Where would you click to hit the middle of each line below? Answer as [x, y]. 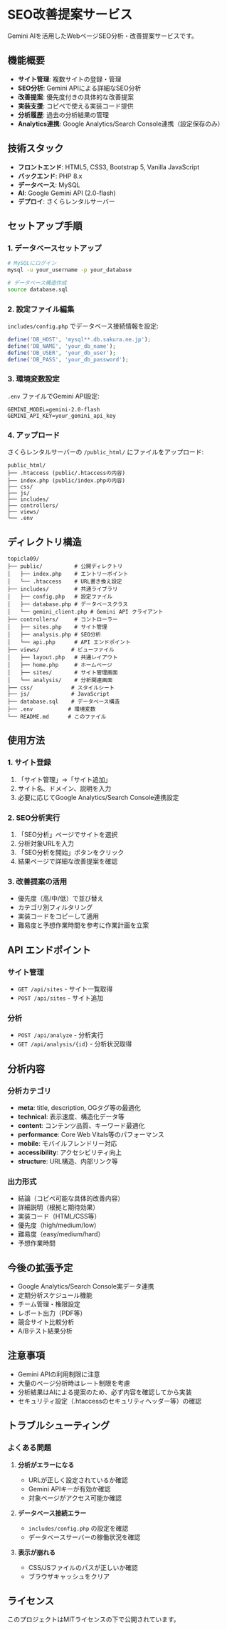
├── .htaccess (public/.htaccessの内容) [67, 473]
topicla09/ [23, 559]
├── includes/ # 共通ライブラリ [63, 589]
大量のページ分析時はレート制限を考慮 [74, 1383]
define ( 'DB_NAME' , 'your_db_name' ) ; [62, 346]
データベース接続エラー [52, 1513]
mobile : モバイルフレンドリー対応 [67, 1143]
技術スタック [36, 148]
